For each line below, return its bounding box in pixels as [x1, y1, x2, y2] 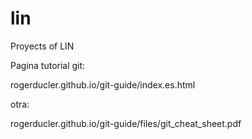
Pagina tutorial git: [10, 59, 86, 71]
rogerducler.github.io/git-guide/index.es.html [10, 78, 196, 91]
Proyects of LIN [10, 40, 75, 52]
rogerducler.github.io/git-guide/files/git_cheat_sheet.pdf [10, 117, 242, 129]
